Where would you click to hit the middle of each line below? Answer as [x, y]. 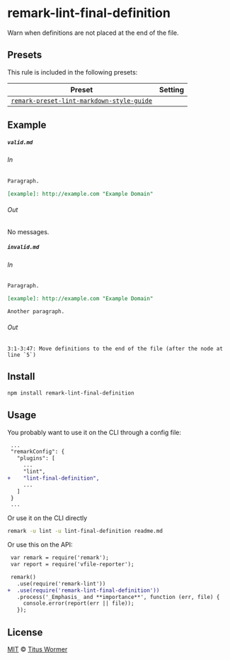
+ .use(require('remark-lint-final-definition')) [84, 590]
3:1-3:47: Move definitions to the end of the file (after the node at [115, 349]
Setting [172, 89]
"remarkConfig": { [38, 452]
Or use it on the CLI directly [47, 518]
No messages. [28, 231]
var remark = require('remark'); [60, 558]
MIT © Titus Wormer [38, 649]
